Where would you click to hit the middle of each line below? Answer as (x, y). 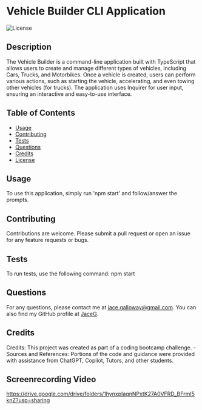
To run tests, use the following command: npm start (71, 274)
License (25, 160)
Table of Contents (41, 113)
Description (29, 47)
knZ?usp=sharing (28, 400)
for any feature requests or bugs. (48, 240)
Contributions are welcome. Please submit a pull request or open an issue (99, 234)
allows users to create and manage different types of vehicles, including (96, 68)
